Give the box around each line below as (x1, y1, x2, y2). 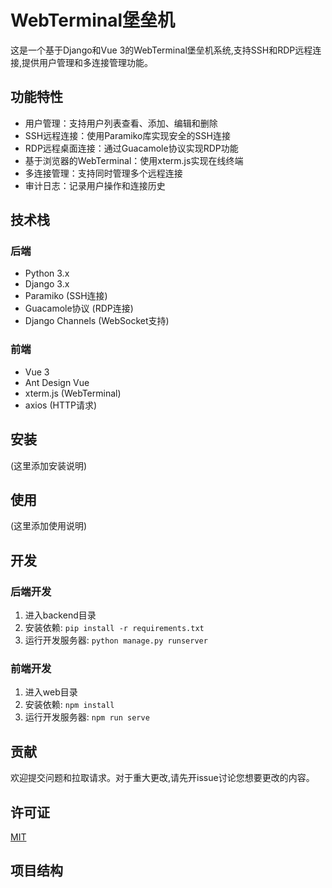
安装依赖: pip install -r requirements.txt (24, 622, 205, 634)
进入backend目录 (24, 609, 97, 621)
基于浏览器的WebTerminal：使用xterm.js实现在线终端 (24, 154, 244, 166)
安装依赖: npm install (24, 699, 115, 711)
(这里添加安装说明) (10, 459, 88, 471)
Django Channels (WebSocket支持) (24, 315, 170, 327)
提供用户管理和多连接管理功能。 (21, 56, 154, 68)
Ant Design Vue (24, 376, 90, 388)
